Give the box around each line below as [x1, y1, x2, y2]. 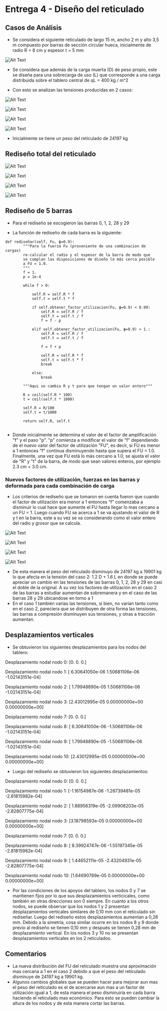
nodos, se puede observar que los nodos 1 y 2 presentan [12, 903, 130, 909]
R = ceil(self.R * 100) [23, 392, 72, 397]
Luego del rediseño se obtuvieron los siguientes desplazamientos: [12, 768, 149, 774]
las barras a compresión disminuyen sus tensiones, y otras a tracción [12, 611, 155, 617]
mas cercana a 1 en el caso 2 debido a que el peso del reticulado [12, 968, 146, 974]
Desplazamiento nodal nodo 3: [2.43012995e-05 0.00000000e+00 [5, 699, 144, 705]
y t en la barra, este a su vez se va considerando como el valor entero [12, 515, 156, 521]
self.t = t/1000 [23, 410, 57, 415]
